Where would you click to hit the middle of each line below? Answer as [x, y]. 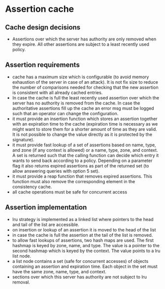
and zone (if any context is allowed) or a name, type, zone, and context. [85, 150]
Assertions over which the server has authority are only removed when [84, 39]
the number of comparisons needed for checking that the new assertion [85, 87]
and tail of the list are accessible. [46, 225]
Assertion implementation [46, 208]
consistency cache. [32, 187]
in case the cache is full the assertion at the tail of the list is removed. [82, 235]
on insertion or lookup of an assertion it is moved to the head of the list [84, 229]
